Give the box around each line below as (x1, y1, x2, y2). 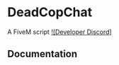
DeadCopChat (7, 4, 93, 20)
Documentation (7, 48, 78, 60)
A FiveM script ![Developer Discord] (7, 28, 112, 36)
